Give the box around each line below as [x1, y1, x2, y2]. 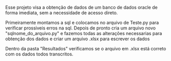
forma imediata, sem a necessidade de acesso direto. [5, 10, 118, 16]
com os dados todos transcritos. [5, 51, 74, 57]
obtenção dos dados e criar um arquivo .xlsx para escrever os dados [5, 36, 150, 42]
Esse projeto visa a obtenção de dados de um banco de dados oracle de [5, 5, 158, 10]
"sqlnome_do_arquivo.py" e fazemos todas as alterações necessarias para [5, 30, 162, 36]
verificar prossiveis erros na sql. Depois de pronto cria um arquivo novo [5, 25, 156, 31]
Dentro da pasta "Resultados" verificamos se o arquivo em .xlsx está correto [5, 46, 166, 51]
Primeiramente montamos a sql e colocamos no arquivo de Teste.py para [5, 20, 159, 25]
